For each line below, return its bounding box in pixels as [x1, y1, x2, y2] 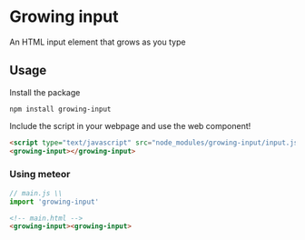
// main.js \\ [9, 188, 64, 197]
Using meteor [9, 168, 71, 181]
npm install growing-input [9, 105, 112, 114]
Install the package [9, 86, 81, 97]
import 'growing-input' [9, 197, 100, 206]
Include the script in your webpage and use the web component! [9, 120, 251, 131]
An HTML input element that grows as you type [9, 36, 186, 47]
